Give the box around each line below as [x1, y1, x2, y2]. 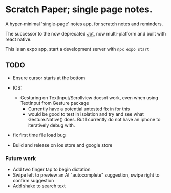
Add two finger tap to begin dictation [12, 166, 91, 173]
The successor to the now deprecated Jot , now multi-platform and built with [5, 30, 166, 37]
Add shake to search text [12, 183, 66, 189]
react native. [5, 36, 32, 42]
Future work [5, 154, 36, 162]
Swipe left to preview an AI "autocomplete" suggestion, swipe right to [12, 172, 160, 178]
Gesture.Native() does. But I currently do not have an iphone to [28, 116, 161, 122]
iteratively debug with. [28, 122, 75, 128]
